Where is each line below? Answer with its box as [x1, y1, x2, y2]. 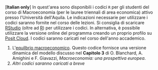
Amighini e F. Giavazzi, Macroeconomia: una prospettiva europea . [12, 55, 146, 61]
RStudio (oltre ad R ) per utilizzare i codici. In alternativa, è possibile [5, 25, 140, 31]
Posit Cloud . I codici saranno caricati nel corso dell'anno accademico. [5, 35, 146, 41]
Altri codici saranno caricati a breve [12, 61, 85, 66]
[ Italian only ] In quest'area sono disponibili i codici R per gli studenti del [5, 4, 149, 10]
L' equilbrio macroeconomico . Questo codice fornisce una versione [12, 45, 147, 50]
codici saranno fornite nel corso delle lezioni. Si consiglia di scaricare [5, 20, 145, 25]
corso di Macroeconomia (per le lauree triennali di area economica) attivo [5, 9, 153, 15]
